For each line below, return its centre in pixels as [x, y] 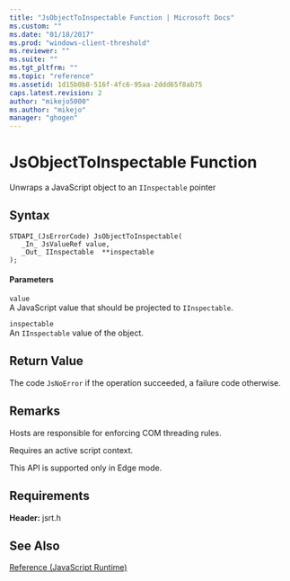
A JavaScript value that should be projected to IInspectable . [121, 308]
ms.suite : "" [34, 59]
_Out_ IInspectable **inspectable [88, 252]
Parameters [31, 280]
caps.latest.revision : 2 [56, 93]
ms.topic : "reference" [52, 76]
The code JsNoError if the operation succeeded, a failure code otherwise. [145, 382]
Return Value [46, 361]
